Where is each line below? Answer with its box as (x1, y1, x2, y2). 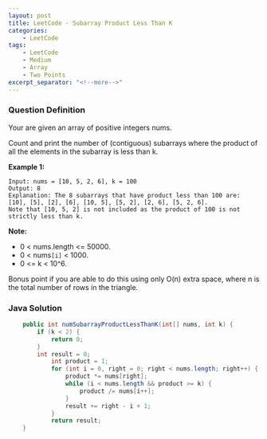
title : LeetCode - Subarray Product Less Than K (8, 19, 173, 27)
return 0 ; (50, 335, 84, 343)
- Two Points (22, 71, 66, 79)
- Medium (22, 57, 52, 65)
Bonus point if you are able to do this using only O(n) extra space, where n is (8, 274, 260, 284)
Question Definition (8, 104, 86, 116)
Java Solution (8, 302, 62, 313)
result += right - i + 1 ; (65, 402, 151, 410)
